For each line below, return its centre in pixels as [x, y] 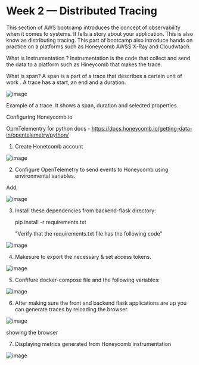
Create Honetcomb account [49, 146]
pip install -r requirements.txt [50, 222]
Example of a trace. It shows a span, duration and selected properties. [92, 105]
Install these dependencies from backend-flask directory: [85, 211]
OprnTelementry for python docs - [48, 128]
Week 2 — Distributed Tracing [82, 11]
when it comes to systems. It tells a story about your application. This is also [100, 33]
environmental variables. [45, 176]
